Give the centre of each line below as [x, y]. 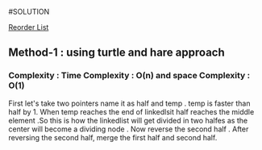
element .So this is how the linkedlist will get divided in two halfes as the [128, 120]
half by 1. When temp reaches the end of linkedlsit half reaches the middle [131, 111]
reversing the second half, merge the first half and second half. [113, 137]
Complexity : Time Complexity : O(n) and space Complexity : [129, 76]
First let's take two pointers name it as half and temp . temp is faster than [129, 103]
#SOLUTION [29, 12]
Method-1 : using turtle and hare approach [117, 53]
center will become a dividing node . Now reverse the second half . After [129, 129]
